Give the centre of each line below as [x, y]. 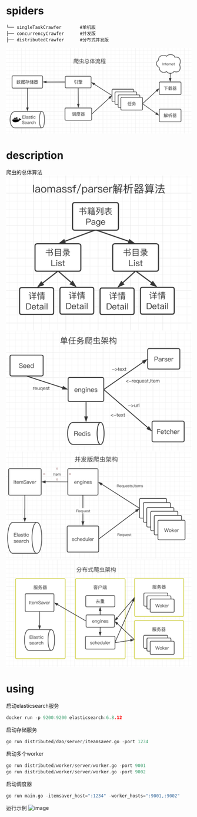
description [35, 155]
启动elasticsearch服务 [33, 706]
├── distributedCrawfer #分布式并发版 [57, 40]
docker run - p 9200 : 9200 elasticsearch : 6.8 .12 [64, 718]
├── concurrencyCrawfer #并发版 [51, 34]
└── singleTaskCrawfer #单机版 [51, 27]
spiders [25, 11]
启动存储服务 [21, 730]
